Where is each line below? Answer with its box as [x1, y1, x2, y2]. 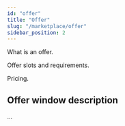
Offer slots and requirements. [7, 61, 90, 69]
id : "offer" [7, 10, 41, 17]
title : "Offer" [7, 16, 51, 23]
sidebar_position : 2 [7, 29, 66, 36]
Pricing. [7, 75, 29, 83]
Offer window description [7, 94, 118, 106]
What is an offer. [7, 48, 53, 56]
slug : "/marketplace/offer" [7, 23, 87, 29]
